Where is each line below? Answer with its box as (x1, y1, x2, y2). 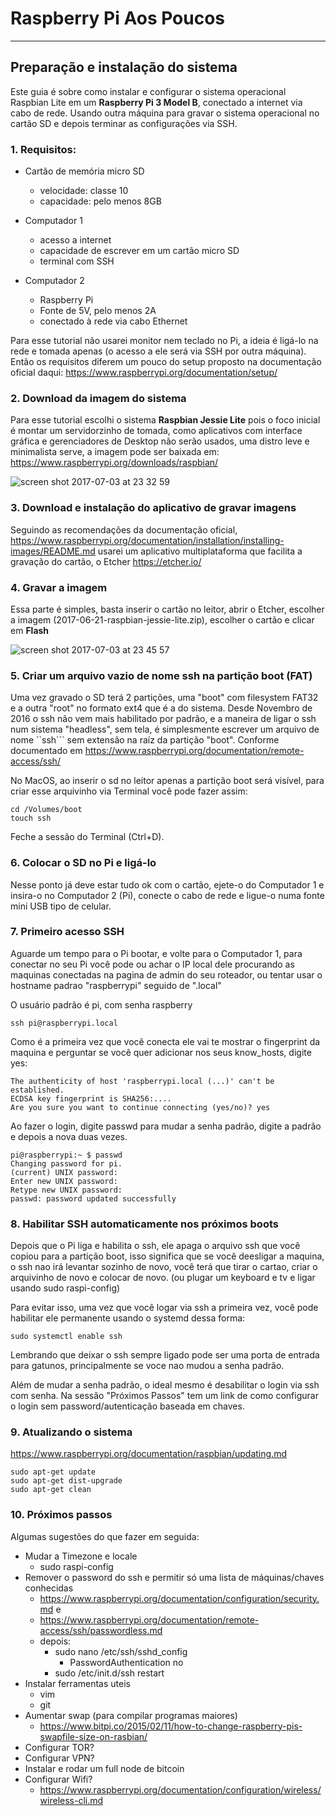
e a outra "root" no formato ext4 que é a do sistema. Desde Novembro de (10, 702, 313, 714)
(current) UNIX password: (10, 1167, 118, 1177)
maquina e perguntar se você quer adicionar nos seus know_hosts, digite (10, 1046, 312, 1058)
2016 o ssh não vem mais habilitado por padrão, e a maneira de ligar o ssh (10, 713, 317, 725)
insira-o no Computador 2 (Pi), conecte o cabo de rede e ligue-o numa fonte (10, 889, 325, 901)
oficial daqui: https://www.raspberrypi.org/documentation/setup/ (10, 367, 278, 379)
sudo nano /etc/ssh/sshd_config (54, 1645, 188, 1657)
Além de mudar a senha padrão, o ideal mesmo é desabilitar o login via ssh (10, 1379, 320, 1391)
